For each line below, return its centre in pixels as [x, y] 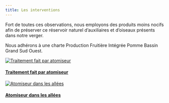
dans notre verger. [25, 35]
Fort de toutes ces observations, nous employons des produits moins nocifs [84, 24]
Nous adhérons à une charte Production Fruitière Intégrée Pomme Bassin [82, 45]
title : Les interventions [32, 10]
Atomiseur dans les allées [33, 95]
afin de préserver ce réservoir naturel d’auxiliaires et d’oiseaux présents [80, 30]
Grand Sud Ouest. [24, 50]
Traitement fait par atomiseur [37, 72]
